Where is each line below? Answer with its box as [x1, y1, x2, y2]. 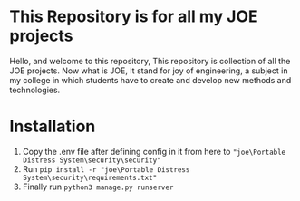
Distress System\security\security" [22, 156, 161, 165]
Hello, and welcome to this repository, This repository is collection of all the [9, 55, 291, 66]
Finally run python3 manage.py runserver [22, 181, 174, 192]
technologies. [9, 84, 61, 95]
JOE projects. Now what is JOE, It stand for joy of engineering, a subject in [9, 65, 288, 76]
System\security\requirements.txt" [22, 173, 158, 182]
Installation [9, 116, 96, 137]
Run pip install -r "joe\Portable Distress [22, 163, 190, 174]
